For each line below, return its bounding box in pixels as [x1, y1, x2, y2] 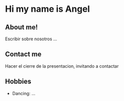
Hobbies [5, 77, 32, 86]
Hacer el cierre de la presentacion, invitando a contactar [5, 63, 119, 69]
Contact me [5, 50, 42, 58]
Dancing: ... [12, 90, 36, 96]
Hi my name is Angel [5, 3, 90, 15]
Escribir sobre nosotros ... [5, 36, 57, 42]
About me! [5, 23, 38, 31]
